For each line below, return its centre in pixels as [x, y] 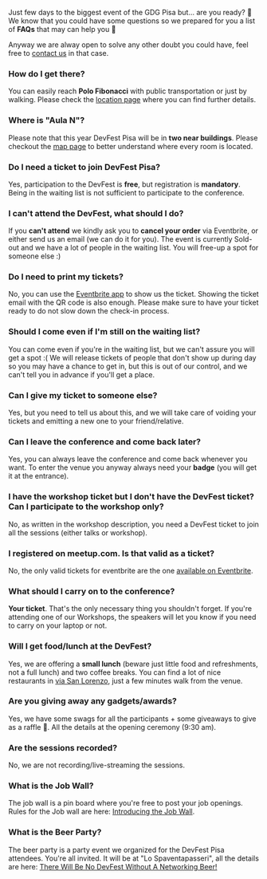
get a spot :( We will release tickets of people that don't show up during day [132, 357]
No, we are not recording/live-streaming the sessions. [97, 765]
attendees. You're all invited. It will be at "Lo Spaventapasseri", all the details [133, 858]
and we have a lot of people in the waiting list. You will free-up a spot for [140, 248]
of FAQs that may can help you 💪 [62, 29]
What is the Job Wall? [51, 786]
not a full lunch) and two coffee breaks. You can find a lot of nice [115, 672]
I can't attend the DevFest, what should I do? [96, 213]
